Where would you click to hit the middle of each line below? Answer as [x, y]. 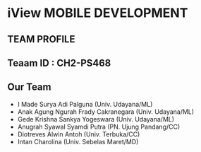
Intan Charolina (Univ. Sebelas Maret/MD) [78, 141]
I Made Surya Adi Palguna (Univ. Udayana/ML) [85, 104]
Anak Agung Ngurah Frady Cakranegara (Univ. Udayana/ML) [106, 112]
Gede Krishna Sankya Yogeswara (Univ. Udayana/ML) [96, 119]
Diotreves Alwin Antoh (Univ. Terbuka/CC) [79, 134]
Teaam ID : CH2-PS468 [59, 63]
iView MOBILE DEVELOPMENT [98, 13]
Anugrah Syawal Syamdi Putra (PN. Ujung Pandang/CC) [99, 127]
